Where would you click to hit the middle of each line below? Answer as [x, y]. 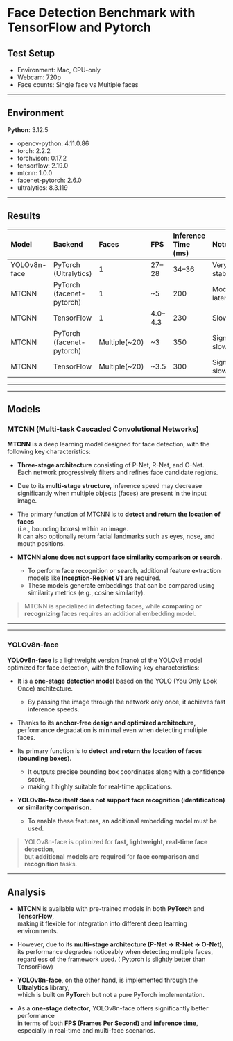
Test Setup [31, 53]
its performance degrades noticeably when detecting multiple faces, [115, 952]
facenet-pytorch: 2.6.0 [49, 180]
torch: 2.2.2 [34, 150]
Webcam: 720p [39, 77]
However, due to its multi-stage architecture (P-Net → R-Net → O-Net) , [120, 944]
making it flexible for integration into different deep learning [102, 923]
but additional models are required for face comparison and [112, 856]
